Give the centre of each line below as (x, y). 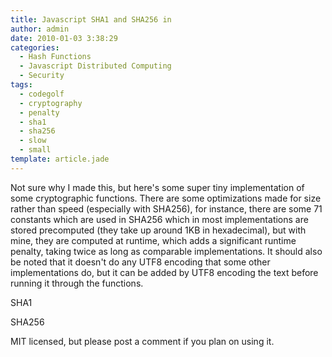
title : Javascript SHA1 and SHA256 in (91, 19)
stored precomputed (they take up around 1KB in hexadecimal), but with (158, 230)
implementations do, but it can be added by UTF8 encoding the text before (164, 272)
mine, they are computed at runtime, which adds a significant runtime (153, 240)
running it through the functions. (77, 283)
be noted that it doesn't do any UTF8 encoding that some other (140, 262)
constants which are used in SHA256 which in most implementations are (159, 219)
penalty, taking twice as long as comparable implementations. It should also (166, 251)
